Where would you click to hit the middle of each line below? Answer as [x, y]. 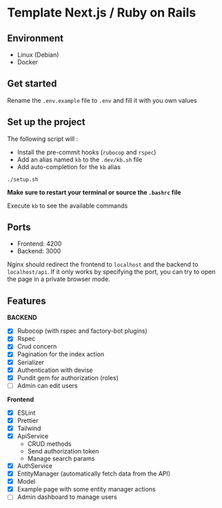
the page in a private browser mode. [59, 279]
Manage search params [61, 458]
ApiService [33, 436]
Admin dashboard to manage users [67, 497]
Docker [28, 62]
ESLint [26, 413]
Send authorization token [63, 451]
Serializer [31, 362]
